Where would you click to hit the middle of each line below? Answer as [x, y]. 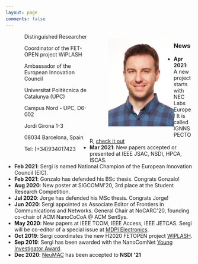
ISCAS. [98, 160]
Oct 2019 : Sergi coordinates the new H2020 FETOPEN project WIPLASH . [103, 235]
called [181, 122]
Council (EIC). [31, 172]
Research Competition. [42, 191]
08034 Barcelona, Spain [54, 137]
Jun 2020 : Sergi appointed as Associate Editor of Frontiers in [89, 204]
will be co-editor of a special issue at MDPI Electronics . [82, 230]
